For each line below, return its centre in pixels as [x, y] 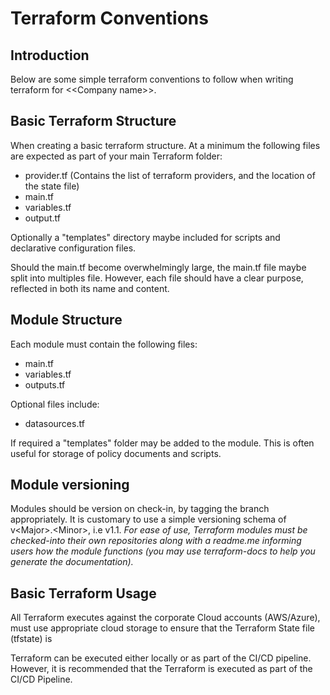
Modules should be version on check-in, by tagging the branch [140, 509]
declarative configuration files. [73, 248]
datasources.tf [54, 423]
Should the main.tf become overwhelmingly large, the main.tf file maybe [158, 267]
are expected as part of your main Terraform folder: [116, 156]
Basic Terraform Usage [83, 593]
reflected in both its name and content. [90, 288]
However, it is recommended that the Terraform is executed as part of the [161, 669]
